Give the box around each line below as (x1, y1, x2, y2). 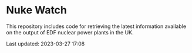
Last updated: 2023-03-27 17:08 (6, 40, 85, 47)
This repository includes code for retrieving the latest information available (6, 23, 187, 30)
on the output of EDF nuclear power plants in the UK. (6, 29, 134, 36)
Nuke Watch (6, 3, 68, 17)
